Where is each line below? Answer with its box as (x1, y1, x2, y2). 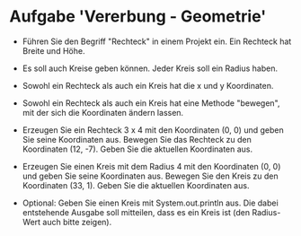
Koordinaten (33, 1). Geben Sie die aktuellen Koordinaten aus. (22, 179, 250, 190)
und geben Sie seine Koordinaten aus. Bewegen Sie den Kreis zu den (22, 170, 279, 181)
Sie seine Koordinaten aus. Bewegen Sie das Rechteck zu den (22, 134, 252, 144)
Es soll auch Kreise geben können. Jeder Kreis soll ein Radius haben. (22, 63, 279, 74)
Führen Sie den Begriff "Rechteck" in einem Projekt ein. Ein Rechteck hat (22, 36, 292, 47)
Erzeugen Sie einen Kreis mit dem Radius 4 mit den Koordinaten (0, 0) (22, 161, 281, 171)
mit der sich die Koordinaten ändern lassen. (22, 107, 184, 118)
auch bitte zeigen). (42, 216, 112, 227)
